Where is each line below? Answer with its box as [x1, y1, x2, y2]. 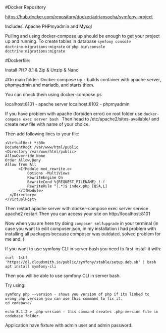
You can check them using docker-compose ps [5, 92, 102, 97]
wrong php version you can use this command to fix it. [5, 296, 123, 301]
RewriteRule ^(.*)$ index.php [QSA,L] [27, 184, 108, 189]
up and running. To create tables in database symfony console [5, 38, 131, 44]
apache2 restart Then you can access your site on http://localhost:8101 [5, 211, 150, 217]
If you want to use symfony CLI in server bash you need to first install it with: [5, 246, 162, 252]
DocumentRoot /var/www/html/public [5, 145, 79, 150]
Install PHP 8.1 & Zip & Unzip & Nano [5, 67, 79, 73]
